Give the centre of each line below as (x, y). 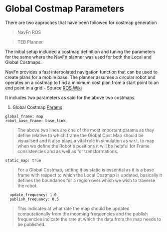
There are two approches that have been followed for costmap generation (81, 22)
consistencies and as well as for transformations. (68, 151)
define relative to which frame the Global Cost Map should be (80, 135)
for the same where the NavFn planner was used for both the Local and (79, 57)
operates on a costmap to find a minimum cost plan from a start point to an (82, 82)
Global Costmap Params (37, 107)
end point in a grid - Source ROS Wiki (44, 87)
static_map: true (23, 160)
